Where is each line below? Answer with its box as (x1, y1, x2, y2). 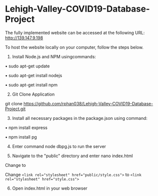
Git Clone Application (12, 91, 55, 97)
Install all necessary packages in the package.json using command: (12, 115, 148, 121)
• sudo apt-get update (5, 63, 50, 69)
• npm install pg (5, 134, 37, 140)
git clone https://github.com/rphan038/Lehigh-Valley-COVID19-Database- (5, 100, 153, 106)
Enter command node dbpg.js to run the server (12, 143, 106, 149)
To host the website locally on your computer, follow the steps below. (5, 44, 144, 50)
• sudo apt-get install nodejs (5, 72, 62, 78)
